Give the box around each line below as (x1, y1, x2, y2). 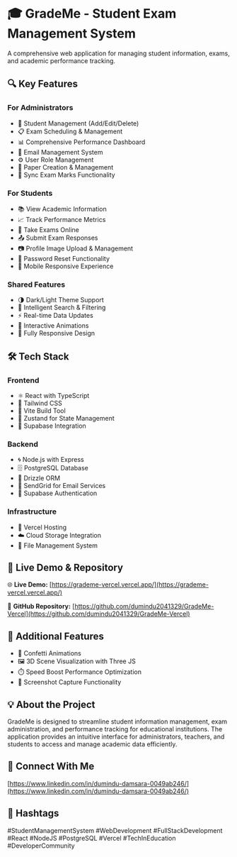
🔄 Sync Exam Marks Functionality (17, 170, 115, 179)
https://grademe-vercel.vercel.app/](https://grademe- (52, 580, 209, 589)
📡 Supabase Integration (17, 421, 86, 430)
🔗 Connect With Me (7, 761, 95, 773)
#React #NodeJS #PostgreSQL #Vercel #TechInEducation (7, 834, 176, 842)
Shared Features (7, 280, 66, 289)
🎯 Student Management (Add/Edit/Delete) (17, 118, 139, 128)
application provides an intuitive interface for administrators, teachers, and (7, 732, 225, 741)
